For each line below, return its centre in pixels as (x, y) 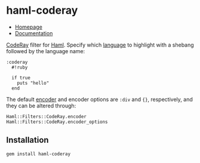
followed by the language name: (46, 51)
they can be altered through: (41, 106)
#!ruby (20, 67)
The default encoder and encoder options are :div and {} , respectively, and (99, 99)
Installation (27, 140)
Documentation (34, 33)
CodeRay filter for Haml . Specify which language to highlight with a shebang (100, 45)
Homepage (29, 27)
